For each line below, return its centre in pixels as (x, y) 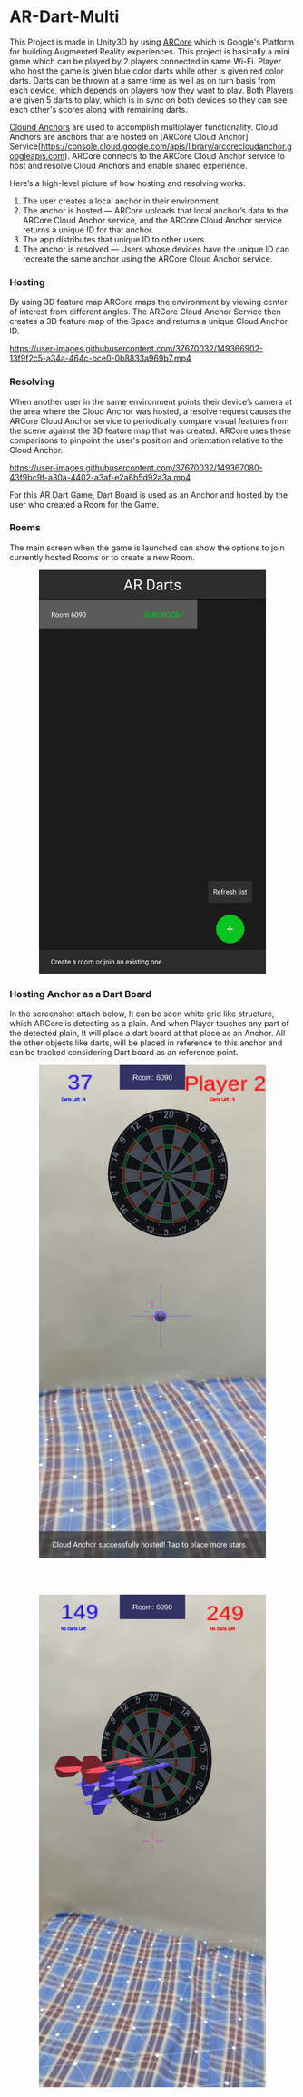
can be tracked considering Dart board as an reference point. (124, 1053)
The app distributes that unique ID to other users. (114, 239)
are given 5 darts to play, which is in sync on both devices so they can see (148, 99)
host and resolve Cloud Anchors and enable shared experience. (128, 165)
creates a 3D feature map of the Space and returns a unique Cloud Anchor (149, 321)
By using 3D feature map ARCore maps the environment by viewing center (149, 302)
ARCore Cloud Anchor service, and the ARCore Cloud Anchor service (152, 220)
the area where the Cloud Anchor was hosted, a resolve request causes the (151, 411)
